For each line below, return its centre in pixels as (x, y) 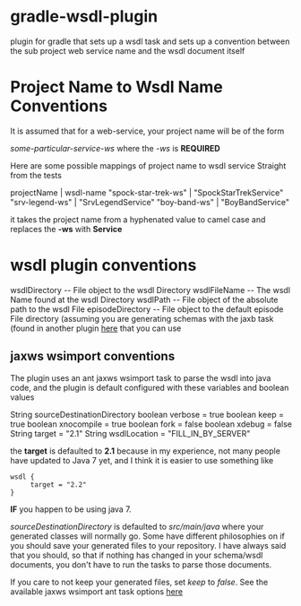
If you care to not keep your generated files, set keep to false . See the (139, 582)
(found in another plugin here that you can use (96, 328)
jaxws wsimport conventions (93, 356)
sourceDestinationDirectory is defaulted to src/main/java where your (137, 526)
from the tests (36, 175)
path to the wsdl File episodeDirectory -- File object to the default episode (147, 309)
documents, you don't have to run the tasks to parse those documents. (141, 564)
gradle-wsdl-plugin (84, 17)
